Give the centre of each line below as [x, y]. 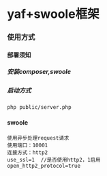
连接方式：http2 [28, 153]
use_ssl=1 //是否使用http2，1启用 [54, 160]
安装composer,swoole [39, 72]
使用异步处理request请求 [38, 138]
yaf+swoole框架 [53, 14]
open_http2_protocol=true [44, 166]
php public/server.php [39, 108]
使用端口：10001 [28, 146]
